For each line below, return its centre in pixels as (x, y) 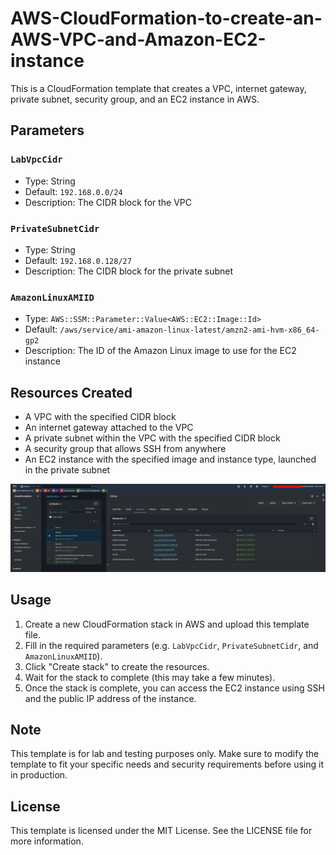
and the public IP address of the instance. (110, 698)
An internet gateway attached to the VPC (109, 428)
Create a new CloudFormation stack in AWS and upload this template (167, 624)
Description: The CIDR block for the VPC (108, 202)
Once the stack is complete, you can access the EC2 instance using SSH (174, 688)
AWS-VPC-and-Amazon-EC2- (138, 39)
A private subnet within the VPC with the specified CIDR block (152, 438)
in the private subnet (67, 470)
